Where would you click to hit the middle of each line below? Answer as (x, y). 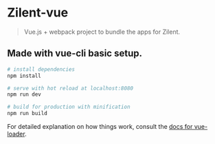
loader (16, 134)
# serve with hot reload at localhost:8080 (70, 88)
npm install (24, 76)
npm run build (27, 114)
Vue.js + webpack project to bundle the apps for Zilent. (102, 32)
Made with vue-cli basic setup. (75, 53)
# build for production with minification (69, 107)
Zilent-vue (38, 13)
